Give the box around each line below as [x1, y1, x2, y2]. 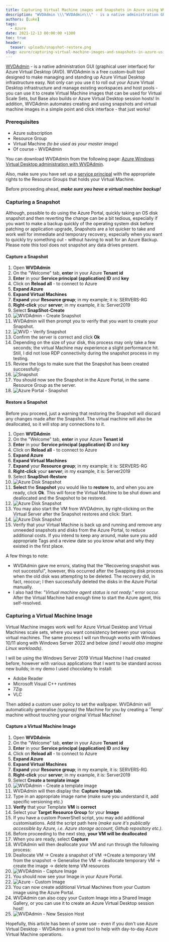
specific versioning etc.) [13, 799, 63, 805]
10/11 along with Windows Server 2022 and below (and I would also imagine [6, 640, 163, 646]
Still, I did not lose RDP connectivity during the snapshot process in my [13, 350, 159, 356]
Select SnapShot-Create [13, 307, 65, 313]
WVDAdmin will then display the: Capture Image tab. [13, 788, 122, 794]
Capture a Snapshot [6, 253, 48, 260]
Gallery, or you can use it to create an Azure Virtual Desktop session [13, 900, 154, 906]
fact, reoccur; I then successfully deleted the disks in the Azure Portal [13, 578, 157, 584]
